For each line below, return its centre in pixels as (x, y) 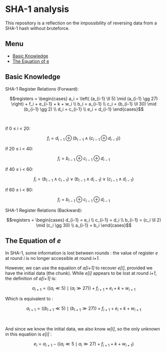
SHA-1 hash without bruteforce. (37, 28)
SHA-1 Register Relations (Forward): (42, 89)
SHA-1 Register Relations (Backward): (44, 210)
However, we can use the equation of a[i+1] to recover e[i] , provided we (79, 268)
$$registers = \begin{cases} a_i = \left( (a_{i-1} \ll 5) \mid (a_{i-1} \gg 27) (84, 99)
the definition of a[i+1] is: (31, 278)
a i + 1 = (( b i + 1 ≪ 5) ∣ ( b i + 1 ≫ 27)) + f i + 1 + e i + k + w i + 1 (84, 309)
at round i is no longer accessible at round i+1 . (53, 258)
